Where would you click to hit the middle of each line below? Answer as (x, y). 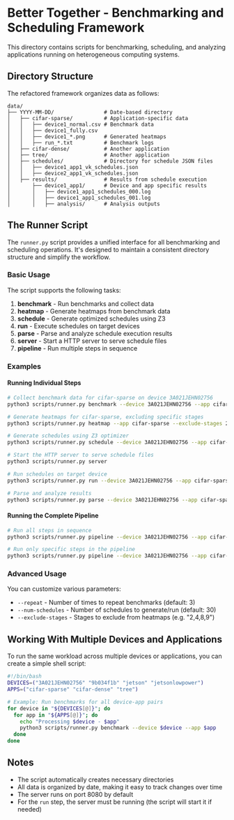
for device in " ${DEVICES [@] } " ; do (59, 708)
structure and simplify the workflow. (59, 257)
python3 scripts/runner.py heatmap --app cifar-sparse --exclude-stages (115, 423)
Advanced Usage (37, 574)
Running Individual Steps (44, 383)
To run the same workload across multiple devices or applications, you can (115, 656)
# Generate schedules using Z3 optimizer (68, 436)
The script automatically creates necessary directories (95, 779)
